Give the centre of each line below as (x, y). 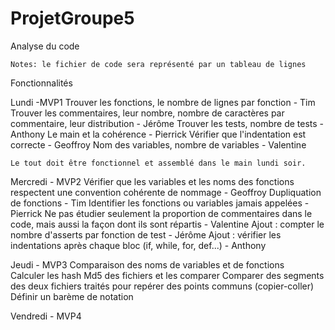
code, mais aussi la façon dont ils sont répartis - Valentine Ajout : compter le (167, 224)
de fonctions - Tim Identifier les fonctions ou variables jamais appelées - (160, 203)
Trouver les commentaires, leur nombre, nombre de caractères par (147, 113)
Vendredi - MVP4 (46, 316)
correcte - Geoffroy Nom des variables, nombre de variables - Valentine (158, 144)
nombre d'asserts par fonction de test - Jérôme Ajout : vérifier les (146, 234)
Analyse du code (45, 46)
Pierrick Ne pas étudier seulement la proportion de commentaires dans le (161, 213)
